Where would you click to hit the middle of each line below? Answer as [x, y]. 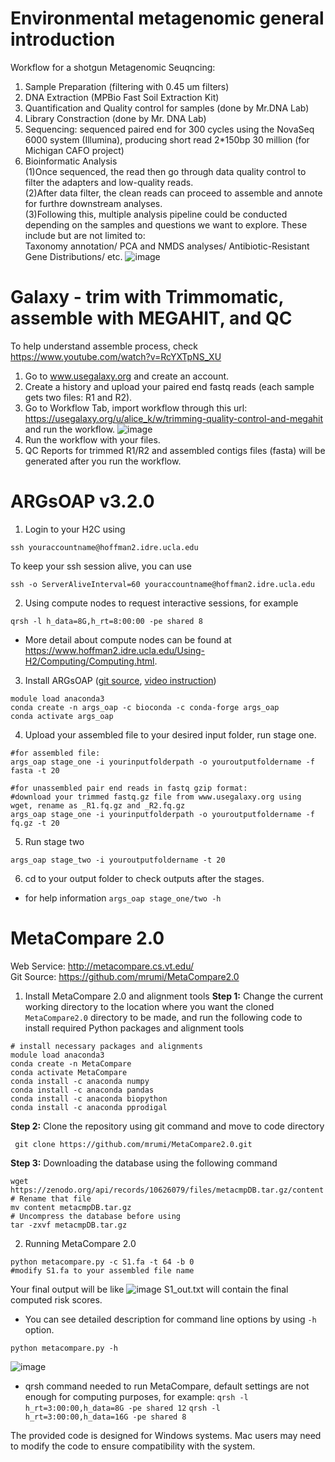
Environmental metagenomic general [167, 18]
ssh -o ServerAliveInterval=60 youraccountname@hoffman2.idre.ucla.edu [162, 584]
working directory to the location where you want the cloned [149, 1006]
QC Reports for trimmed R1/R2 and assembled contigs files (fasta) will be [175, 450]
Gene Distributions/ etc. [73, 256]
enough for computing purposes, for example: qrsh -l [136, 1396]
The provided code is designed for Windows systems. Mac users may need [166, 1435]
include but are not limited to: [85, 235]
